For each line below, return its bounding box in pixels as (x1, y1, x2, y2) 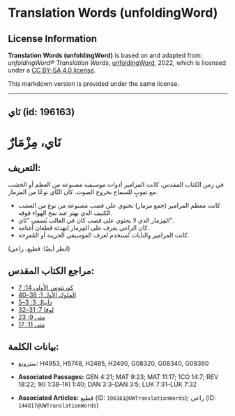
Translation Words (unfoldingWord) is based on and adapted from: (8, 51, 203, 59)
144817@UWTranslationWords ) (17, 401, 99, 410)
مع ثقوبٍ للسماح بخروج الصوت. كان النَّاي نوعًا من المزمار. (8, 188, 158, 196)
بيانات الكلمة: (8, 341, 59, 352)
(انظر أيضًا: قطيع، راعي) (8, 244, 70, 253)
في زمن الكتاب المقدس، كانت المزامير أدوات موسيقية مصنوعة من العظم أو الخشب (8, 180, 224, 189)
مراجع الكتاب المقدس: (8, 265, 95, 276)
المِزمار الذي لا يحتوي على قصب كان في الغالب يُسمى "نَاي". (17, 216, 174, 225)
